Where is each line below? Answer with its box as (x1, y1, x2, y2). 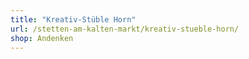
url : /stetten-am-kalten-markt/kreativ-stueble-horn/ (10, 24, 240, 34)
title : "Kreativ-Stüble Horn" (10, 14, 137, 25)
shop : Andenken (10, 33, 74, 43)
